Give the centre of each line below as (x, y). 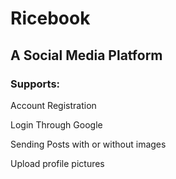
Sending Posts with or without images (88, 144)
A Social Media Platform (86, 55)
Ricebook (50, 18)
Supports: (35, 84)
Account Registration (53, 105)
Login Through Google (56, 124)
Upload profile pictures (57, 163)
